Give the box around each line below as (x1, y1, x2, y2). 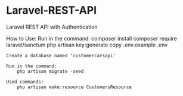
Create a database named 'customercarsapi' (6, 52, 116, 58)
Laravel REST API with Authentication (6, 23, 98, 30)
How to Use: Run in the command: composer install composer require (6, 35, 177, 42)
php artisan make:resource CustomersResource (17, 84, 132, 90)
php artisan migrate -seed (17, 68, 84, 75)
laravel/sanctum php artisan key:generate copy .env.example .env (6, 41, 168, 48)
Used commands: (6, 79, 44, 85)
